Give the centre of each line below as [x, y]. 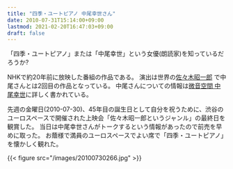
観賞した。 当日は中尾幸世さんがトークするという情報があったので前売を [112, 127]
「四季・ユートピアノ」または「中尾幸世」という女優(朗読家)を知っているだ [116, 54]
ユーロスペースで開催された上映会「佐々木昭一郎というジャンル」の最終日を [116, 118]
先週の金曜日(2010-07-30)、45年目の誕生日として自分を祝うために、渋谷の [115, 109]
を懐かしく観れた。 [35, 144]
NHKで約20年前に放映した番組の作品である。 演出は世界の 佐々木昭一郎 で [114, 77]
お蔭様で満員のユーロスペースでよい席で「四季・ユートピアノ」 [134, 136]
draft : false [26, 33]
